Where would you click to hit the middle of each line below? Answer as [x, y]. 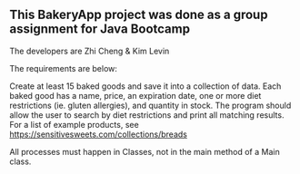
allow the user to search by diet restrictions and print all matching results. [147, 115]
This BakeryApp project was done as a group [139, 15]
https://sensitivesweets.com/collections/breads [99, 134]
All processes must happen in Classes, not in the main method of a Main [145, 151]
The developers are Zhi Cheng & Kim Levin [90, 51]
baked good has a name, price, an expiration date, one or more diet [135, 95]
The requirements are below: [64, 68]
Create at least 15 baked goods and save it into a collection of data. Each [145, 86]
